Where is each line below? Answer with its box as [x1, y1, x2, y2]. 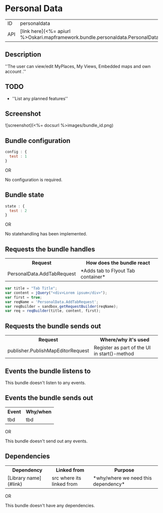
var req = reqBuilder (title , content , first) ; [5, 308, 101, 314]
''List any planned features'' [12, 95, 68, 101]
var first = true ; [5, 295, 42, 300]
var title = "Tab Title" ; [5, 286, 57, 291]
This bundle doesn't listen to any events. [5, 380, 86, 386]
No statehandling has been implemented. [5, 231, 87, 237]
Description [5, 51, 41, 59]
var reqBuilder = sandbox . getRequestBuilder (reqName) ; [5, 304, 118, 309]
